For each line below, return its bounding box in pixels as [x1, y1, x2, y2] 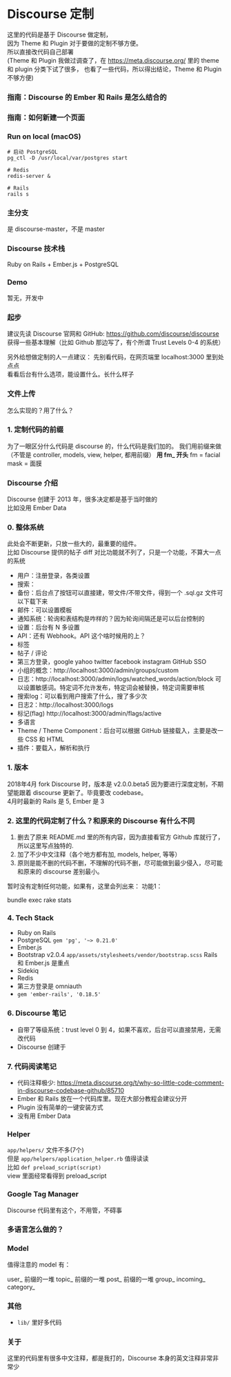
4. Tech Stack [7, 913, 54, 923]
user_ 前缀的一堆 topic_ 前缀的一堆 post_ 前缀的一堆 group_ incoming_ [7, 1275, 205, 1283]
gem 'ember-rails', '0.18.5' [17, 991, 101, 998]
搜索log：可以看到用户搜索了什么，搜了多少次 [17, 692, 148, 701]
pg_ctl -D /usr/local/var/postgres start [7, 154, 128, 162]
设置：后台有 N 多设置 [17, 623, 81, 632]
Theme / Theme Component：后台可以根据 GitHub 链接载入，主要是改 [17, 727, 218, 735]
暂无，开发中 [7, 294, 43, 302]
